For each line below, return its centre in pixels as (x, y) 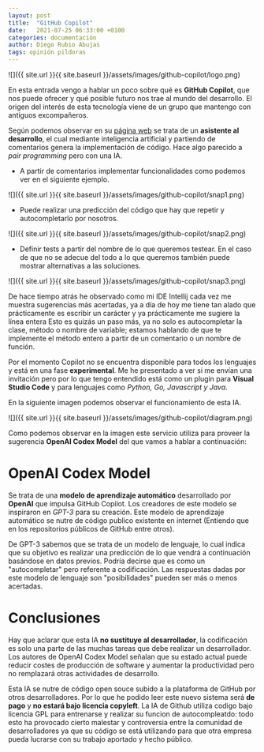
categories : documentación (52, 38)
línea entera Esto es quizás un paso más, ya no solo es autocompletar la (125, 321)
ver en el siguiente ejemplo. (65, 179)
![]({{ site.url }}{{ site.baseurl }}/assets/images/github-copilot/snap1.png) (126, 195)
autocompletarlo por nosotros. (69, 218)
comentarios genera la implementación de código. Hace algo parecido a (125, 147)
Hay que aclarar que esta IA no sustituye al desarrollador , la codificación (128, 640)
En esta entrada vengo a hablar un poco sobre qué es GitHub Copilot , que (129, 90)
